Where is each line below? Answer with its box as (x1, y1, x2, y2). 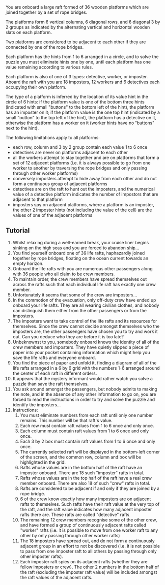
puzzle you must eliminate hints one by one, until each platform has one (5, 59, 151, 65)
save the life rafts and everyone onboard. (12, 355, 96, 360)
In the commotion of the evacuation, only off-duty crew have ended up (12, 297, 156, 303)
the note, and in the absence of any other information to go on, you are (12, 391, 157, 397)
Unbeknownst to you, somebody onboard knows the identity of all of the (12, 339, 160, 345)
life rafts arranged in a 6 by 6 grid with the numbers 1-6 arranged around (12, 365, 160, 371)
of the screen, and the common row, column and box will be (20, 454, 141, 460)
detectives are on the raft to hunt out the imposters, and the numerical (12, 186, 155, 192)
